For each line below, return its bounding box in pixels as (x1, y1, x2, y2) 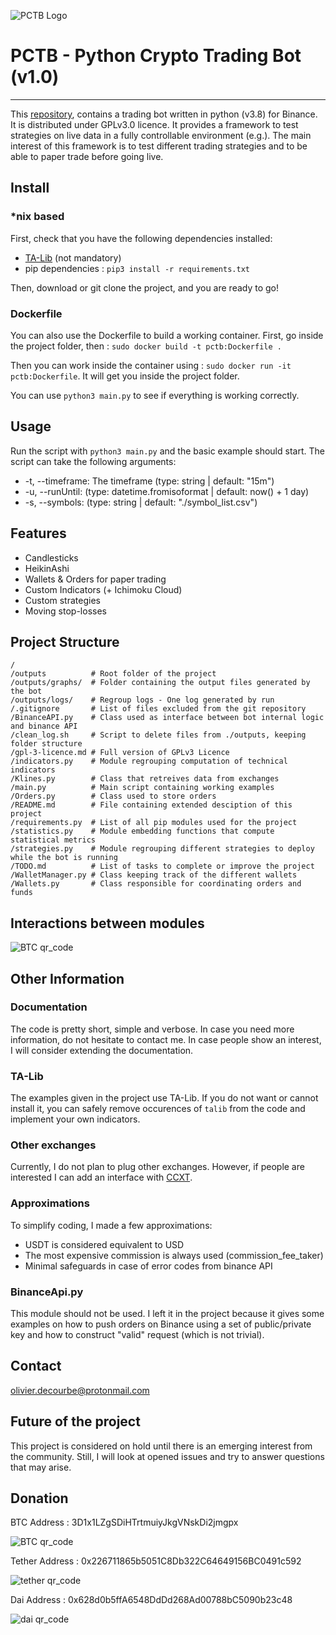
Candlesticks (24, 551, 79, 564)
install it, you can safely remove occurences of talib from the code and (10, 1103, 306, 1115)
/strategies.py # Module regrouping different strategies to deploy (10, 844, 315, 854)
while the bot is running (10, 853, 118, 863)
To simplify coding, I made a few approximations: (10, 1219, 213, 1231)
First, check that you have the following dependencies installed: (10, 232, 273, 244)
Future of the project (10, 1413, 141, 1430)
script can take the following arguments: (10, 455, 177, 467)
